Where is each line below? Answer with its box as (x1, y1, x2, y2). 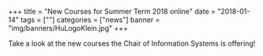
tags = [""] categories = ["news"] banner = (21, 15, 160, 24)
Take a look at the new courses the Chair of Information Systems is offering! (8, 39, 256, 48)
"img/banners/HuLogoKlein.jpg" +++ (8, 24, 129, 32)
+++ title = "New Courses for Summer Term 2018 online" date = (8, 7, 216, 16)
